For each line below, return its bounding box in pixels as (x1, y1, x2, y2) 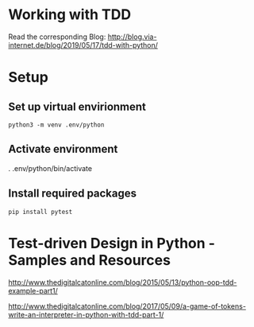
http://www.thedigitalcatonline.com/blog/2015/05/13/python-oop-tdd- (8, 277, 237, 287)
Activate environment (8, 142, 118, 156)
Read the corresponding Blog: (8, 32, 106, 41)
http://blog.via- (107, 32, 157, 41)
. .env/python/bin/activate (8, 163, 93, 173)
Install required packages (8, 187, 137, 200)
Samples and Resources (8, 251, 171, 269)
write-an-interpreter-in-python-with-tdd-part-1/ (8, 309, 164, 319)
